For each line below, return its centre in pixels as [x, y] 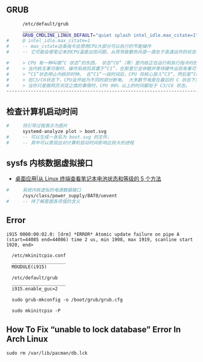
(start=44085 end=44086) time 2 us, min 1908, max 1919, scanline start [100, 239]
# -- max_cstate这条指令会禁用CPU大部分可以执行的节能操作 [79, 47]
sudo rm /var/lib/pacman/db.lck [47, 353]
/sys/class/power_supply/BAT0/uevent [70, 196]
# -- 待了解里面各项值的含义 [43, 202]
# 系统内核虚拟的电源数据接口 [44, 190]
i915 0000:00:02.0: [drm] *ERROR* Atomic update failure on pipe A [93, 234]
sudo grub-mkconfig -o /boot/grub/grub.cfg [67, 300]
